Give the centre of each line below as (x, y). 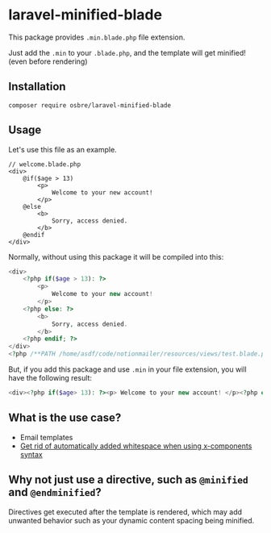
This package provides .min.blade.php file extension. (97, 37)
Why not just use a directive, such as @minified (128, 480)
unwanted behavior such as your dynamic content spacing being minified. (131, 520)
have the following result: (50, 378)
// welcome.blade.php (45, 164)
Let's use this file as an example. (63, 149)
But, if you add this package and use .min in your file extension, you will (128, 369)
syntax (31, 454)
